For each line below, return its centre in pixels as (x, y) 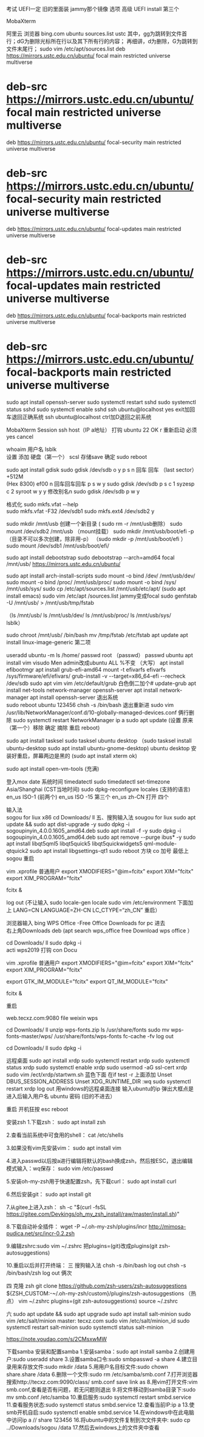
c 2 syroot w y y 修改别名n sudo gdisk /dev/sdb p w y (73, 491)
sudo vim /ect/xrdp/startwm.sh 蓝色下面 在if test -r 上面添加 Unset (89, 1074)
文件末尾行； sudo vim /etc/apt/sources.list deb (66, 49)
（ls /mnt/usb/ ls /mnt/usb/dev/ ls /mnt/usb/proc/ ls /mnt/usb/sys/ (89, 615)
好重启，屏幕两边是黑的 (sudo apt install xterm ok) (74, 756)
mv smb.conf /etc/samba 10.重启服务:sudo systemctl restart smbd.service (99, 1397)
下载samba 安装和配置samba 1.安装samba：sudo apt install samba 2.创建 (98, 1351)
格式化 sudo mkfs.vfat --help (42, 504)
